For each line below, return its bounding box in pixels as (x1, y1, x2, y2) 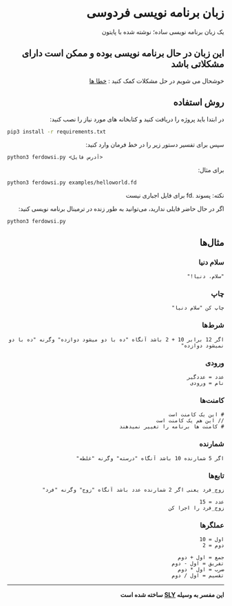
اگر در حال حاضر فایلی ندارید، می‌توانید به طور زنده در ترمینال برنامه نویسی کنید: (18, 205, 224, 213)
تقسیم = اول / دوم (171, 572, 224, 579)
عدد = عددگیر (187, 374, 224, 381)
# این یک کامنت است (168, 411, 224, 418)
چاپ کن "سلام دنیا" (171, 304, 224, 311)
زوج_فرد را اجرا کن (168, 504, 224, 511)
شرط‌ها (202, 320, 224, 330)
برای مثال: (198, 166, 224, 174)
